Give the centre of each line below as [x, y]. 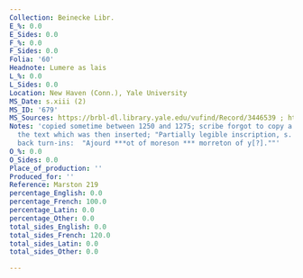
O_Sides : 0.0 [34, 160]
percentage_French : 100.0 [58, 202]
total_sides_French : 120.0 [60, 235]
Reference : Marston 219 [54, 185]
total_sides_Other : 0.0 [54, 252]
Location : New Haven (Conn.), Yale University [98, 93]
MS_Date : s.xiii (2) [48, 101]
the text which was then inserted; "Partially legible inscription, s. [155, 135]
